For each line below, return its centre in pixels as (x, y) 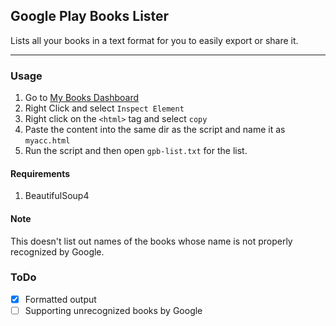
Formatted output (60, 299)
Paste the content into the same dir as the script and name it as (155, 130)
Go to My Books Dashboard (82, 98)
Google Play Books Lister (90, 16)
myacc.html (47, 141)
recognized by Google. (57, 251)
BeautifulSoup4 (57, 196)
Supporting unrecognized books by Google (113, 310)
